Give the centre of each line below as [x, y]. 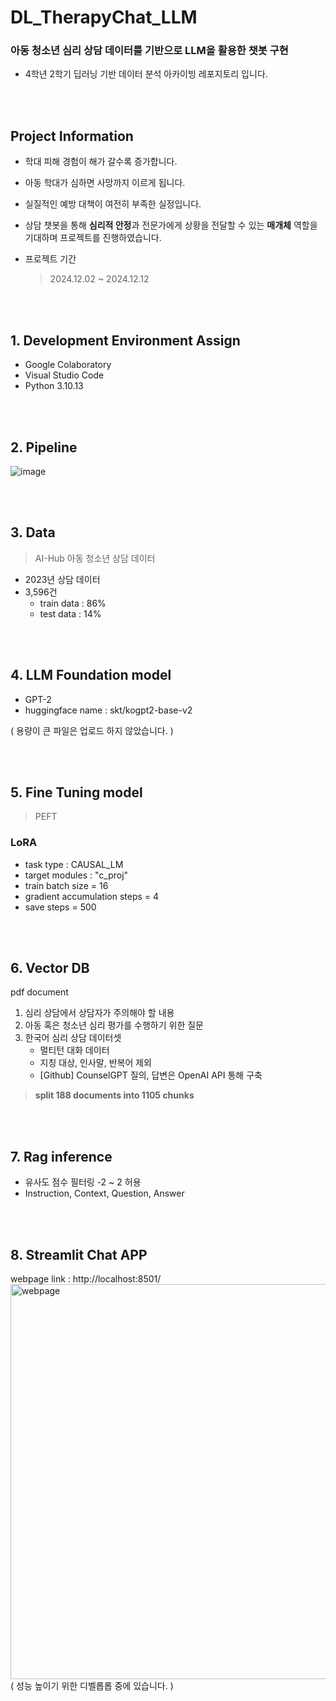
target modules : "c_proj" [76, 875]
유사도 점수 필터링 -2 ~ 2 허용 [83, 1182]
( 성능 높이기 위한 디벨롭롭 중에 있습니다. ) [92, 1686]
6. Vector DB [50, 968]
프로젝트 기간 [50, 259]
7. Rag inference [61, 1156]
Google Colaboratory [68, 365]
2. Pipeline [44, 447]
